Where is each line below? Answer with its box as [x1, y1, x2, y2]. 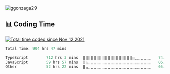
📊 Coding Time [5, 20, 55, 29]
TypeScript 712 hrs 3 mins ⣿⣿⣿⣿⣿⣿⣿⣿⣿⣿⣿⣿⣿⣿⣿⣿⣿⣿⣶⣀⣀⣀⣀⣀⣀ [5, 55, 152, 60]
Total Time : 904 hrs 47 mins [5, 46, 67, 51]
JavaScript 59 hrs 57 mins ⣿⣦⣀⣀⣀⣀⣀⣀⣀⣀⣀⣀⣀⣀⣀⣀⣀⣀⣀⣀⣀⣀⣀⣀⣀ [5, 60, 152, 65]
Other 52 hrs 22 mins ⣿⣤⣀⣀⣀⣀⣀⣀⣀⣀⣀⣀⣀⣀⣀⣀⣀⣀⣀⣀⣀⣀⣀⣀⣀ [5, 64, 152, 69]
